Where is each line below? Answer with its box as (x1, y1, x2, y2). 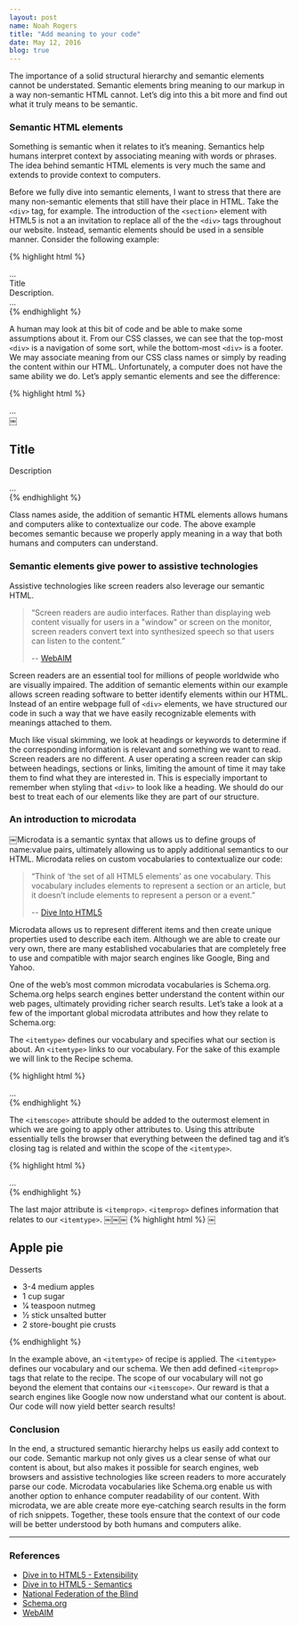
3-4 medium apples (21, 1281, 95, 1291)
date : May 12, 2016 (9, 37, 82, 47)
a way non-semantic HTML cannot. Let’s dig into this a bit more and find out (9, 90, 287, 101)
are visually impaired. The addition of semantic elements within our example (9, 679, 288, 690)
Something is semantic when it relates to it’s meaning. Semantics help (9, 142, 265, 152)
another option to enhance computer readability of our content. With (9, 1490, 260, 1501)
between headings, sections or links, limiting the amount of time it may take (9, 763, 287, 773)
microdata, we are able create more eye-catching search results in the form (9, 1500, 287, 1510)
